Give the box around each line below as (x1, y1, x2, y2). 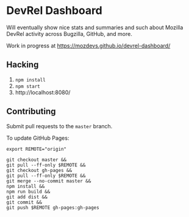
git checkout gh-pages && (6, 167, 72, 173)
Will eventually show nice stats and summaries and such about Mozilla (6, 24, 184, 31)
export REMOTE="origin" (6, 146, 67, 152)
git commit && (6, 199, 43, 205)
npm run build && (6, 188, 51, 195)
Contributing (6, 106, 56, 117)
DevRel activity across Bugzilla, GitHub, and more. (6, 30, 132, 37)
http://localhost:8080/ (15, 89, 71, 96)
